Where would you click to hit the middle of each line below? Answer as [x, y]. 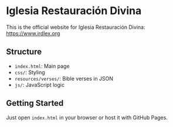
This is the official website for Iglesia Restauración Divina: [76, 27]
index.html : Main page [42, 66]
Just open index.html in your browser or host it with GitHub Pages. [87, 117]
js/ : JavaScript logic [40, 85]
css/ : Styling [30, 72]
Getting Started [35, 103]
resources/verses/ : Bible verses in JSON [64, 78]
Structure [24, 52]
